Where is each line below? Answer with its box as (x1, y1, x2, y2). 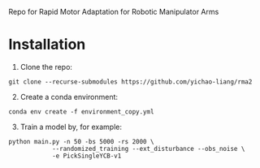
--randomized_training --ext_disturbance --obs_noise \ (51, 144, 245, 153)
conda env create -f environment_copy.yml (8, 107, 154, 116)
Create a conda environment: (19, 92, 119, 101)
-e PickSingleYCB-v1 (51, 152, 122, 160)
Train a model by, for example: (19, 122, 122, 131)
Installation (8, 36, 86, 54)
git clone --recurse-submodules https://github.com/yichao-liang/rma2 (8, 77, 253, 86)
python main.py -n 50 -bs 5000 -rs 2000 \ (8, 137, 154, 145)
